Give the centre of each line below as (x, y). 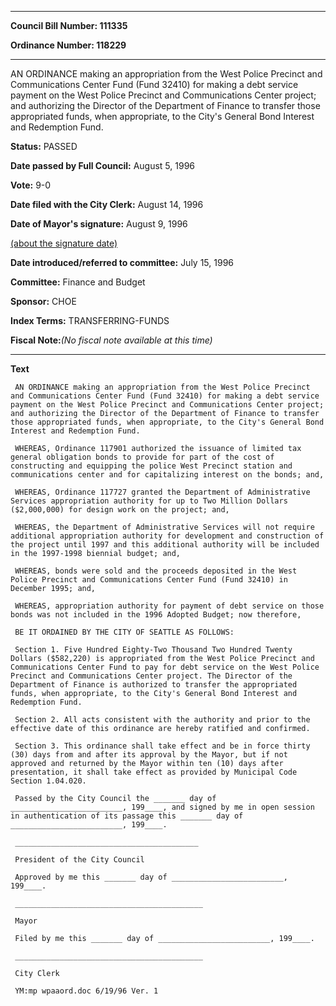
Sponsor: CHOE (43, 301)
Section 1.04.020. (48, 781)
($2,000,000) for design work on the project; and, (120, 510)
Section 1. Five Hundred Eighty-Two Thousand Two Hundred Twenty (153, 650)
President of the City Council (79, 860)
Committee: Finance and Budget (78, 282)
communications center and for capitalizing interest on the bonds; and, (167, 475)
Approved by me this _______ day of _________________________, (151, 877)
